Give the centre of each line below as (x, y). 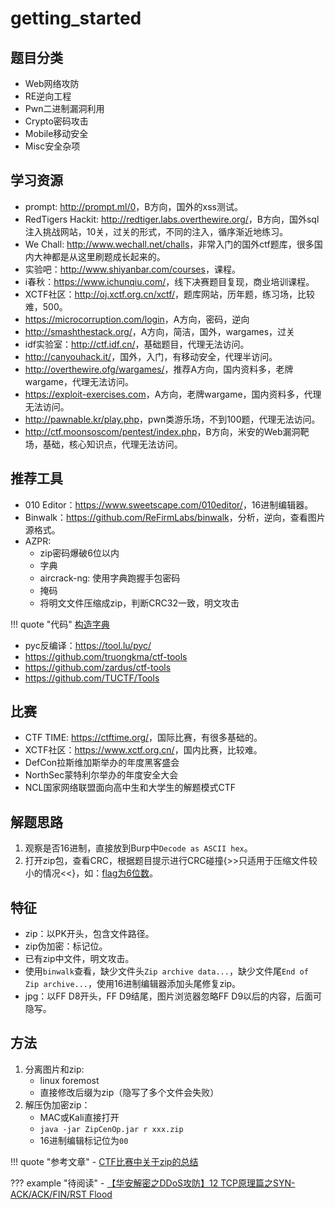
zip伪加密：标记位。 (66, 946)
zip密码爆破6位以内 (79, 553)
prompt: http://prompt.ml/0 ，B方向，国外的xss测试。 (133, 206)
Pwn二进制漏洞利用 (64, 108)
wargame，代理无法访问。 (79, 381)
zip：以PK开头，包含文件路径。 (89, 934)
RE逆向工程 (48, 96)
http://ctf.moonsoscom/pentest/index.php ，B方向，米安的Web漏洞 (162, 431)
